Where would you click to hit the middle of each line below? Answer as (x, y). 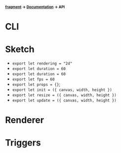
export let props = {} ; (36, 84)
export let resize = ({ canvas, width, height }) (64, 95)
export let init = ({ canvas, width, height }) (62, 90)
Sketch (20, 49)
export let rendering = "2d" (42, 63)
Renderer (25, 120)
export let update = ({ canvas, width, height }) (64, 100)
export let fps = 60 (33, 79)
